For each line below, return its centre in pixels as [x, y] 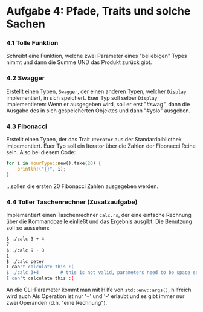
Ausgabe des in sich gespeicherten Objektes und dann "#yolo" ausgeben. [98, 111]
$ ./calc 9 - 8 [25, 250]
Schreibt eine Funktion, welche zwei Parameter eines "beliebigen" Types [97, 56]
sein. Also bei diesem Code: [41, 152]
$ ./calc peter [25, 261]
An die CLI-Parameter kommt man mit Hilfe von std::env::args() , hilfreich [99, 290]
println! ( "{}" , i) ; [42, 169]
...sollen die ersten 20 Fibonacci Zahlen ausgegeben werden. [82, 186]
